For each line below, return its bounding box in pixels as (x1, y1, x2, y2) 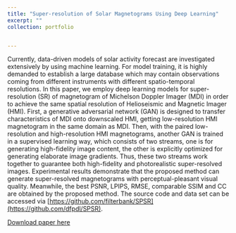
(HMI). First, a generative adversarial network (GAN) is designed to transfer (7, 107, 225, 116)
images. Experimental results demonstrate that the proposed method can (7, 167, 220, 176)
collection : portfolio (7, 23, 74, 30)
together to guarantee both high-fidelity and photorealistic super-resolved (7, 160, 223, 168)
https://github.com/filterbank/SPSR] (49, 197, 154, 206)
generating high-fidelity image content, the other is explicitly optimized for (7, 145, 223, 153)
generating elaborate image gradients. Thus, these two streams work (7, 152, 208, 160)
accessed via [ (7, 197, 50, 206)
